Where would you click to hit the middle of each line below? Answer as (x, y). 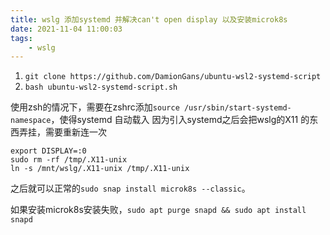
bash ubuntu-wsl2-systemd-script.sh (101, 87)
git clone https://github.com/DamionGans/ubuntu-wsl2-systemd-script (173, 77)
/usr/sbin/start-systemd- (237, 108)
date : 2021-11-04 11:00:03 (66, 29)
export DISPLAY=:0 (48, 151)
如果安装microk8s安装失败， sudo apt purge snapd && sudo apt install (158, 210)
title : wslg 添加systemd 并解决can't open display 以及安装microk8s (149, 19)
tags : (21, 38)
